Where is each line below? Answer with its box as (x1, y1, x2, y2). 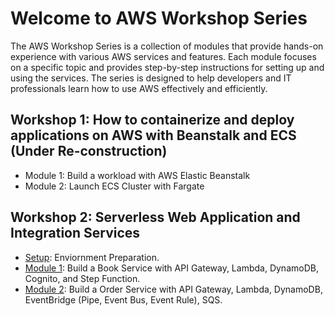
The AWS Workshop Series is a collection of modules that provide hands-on (10, 40, 324, 52)
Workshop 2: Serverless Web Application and (10, 209, 301, 226)
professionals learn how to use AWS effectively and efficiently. (10, 82, 268, 94)
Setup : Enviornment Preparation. (24, 251, 160, 263)
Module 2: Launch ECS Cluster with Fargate (24, 180, 205, 192)
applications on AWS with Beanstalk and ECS (10, 127, 297, 144)
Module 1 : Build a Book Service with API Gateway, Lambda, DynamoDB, (24, 262, 319, 274)
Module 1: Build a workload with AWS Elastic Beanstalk (24, 169, 251, 181)
